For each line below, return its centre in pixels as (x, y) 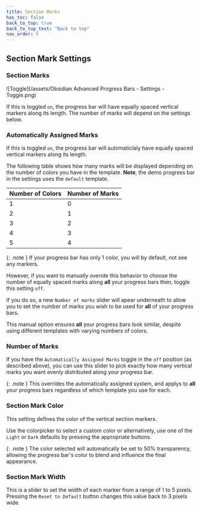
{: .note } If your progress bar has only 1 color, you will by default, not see (97, 258)
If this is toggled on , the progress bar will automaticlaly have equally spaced (100, 148)
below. (14, 119)
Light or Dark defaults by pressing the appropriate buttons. (79, 437)
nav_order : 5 (22, 34)
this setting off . (25, 288)
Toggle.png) (21, 95)
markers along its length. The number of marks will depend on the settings (98, 113)
